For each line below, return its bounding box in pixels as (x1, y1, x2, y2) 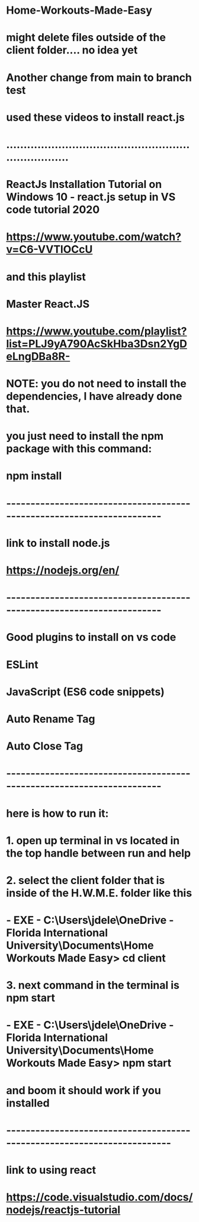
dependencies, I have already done (6, 390, 182, 403)
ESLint (6, 658, 38, 671)
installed (6, 1096, 50, 1110)
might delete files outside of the (6, 31, 166, 45)
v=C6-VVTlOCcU (6, 243, 93, 256)
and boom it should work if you (6, 1083, 161, 1097)
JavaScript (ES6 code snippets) (6, 685, 165, 698)
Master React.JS (6, 297, 90, 311)
